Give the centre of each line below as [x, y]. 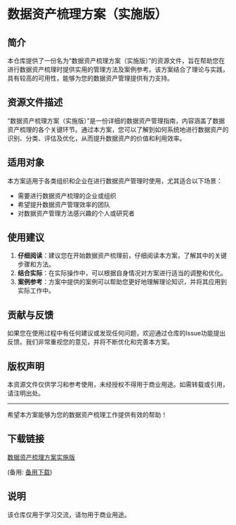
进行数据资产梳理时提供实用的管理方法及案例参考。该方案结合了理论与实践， [118, 69]
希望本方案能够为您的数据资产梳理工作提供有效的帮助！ [87, 415]
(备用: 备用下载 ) [30, 472]
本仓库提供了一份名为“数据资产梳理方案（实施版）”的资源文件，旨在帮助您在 [116, 61]
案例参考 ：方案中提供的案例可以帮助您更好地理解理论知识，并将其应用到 [122, 282]
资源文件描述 [35, 102]
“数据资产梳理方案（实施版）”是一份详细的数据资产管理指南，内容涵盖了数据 [116, 121]
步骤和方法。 [36, 265]
